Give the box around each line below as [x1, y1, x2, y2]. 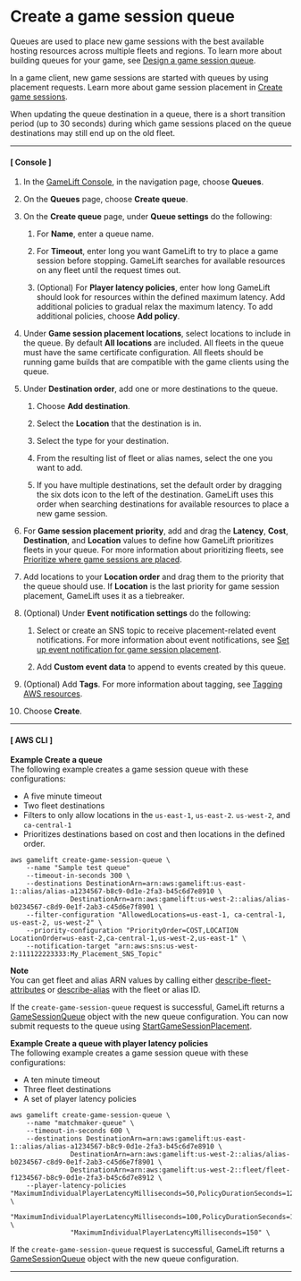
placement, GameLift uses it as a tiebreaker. [22, 591, 186, 602]
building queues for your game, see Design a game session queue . [10, 55, 256, 65]
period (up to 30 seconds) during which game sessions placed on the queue [10, 118, 292, 129]
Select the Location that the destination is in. [36, 418, 202, 429]
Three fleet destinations [22, 1084, 112, 1095]
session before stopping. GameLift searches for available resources [36, 255, 286, 266]
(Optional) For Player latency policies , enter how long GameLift [36, 282, 271, 293]
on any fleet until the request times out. [36, 265, 181, 276]
